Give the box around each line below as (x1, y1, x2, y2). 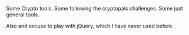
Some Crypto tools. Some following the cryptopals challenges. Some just (6, 5, 183, 12)
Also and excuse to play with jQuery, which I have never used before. (6, 23, 174, 29)
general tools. (6, 11, 39, 18)
